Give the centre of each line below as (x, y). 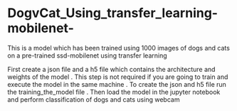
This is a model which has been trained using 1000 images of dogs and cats (118, 48)
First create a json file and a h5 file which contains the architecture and (111, 69)
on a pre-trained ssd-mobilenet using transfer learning (87, 55)
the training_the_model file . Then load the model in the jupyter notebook (114, 92)
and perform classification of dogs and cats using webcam (94, 99)
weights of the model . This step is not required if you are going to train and (118, 77)
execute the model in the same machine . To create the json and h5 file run (117, 84)
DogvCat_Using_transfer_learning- (113, 13)
